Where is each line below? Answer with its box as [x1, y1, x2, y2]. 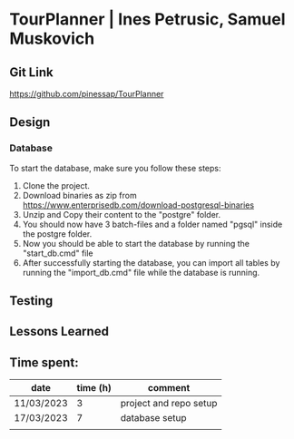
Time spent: [9, 355, 79, 370]
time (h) [76, 382, 112, 395]
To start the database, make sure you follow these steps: [9, 162, 221, 173]
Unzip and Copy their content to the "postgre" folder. [22, 209, 220, 219]
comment [148, 382, 191, 395]
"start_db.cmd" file [22, 248, 93, 259]
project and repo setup [120, 397, 218, 410]
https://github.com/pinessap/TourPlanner [9, 89, 164, 99]
